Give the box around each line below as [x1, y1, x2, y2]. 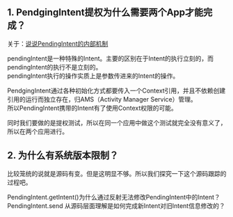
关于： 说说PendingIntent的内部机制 [7, 39, 109, 47]
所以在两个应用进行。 [7, 127, 68, 136]
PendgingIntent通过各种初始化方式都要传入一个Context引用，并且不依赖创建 [7, 86, 226, 95]
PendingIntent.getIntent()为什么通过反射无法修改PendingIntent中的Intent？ [7, 193, 220, 201]
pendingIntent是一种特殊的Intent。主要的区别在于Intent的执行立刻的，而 [7, 54, 214, 63]
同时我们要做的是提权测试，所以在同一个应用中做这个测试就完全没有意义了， [7, 118, 227, 127]
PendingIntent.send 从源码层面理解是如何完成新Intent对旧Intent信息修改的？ [7, 201, 225, 210]
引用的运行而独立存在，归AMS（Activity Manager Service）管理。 [7, 95, 197, 103]
